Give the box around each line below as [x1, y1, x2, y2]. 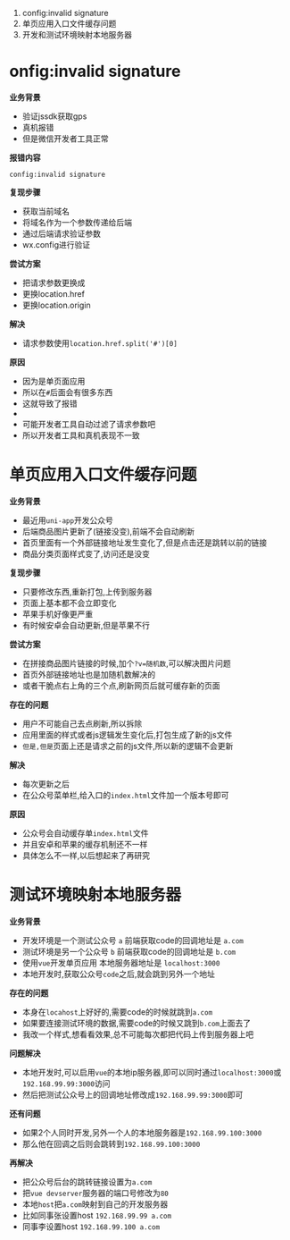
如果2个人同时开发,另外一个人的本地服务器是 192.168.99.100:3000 [21, 1126, 262, 1138]
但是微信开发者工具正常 [21, 133, 109, 144]
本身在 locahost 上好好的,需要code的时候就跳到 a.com [21, 1006, 213, 1017]
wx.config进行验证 [21, 239, 91, 249]
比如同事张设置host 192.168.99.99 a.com [21, 1210, 172, 1220]
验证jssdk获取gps [21, 111, 87, 122]
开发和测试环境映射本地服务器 [21, 30, 132, 39]
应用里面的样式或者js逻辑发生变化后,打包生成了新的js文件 [21, 729, 233, 740]
